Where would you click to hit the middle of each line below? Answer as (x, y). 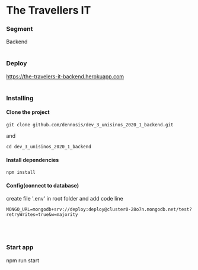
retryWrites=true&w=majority (42, 215)
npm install (21, 173)
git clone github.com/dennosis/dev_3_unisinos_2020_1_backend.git (90, 125)
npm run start (23, 260)
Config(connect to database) (42, 185)
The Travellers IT (49, 10)
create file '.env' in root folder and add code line (65, 199)
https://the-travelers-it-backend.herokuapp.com (65, 76)
